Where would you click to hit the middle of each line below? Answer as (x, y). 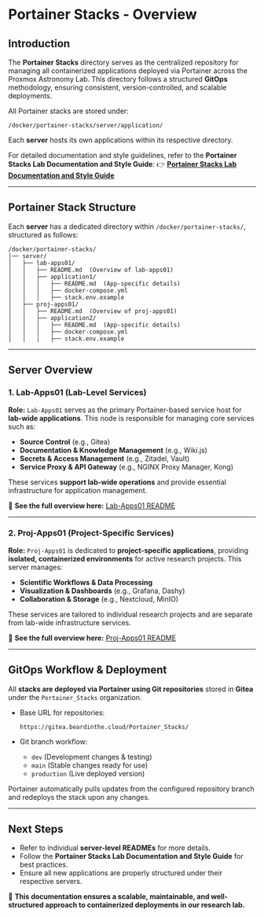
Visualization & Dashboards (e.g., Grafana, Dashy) (102, 591)
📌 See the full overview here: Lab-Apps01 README (92, 506)
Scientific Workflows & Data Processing (86, 582)
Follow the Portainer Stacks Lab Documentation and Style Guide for (131, 856)
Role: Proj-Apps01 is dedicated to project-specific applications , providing (128, 550)
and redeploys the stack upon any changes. (79, 797)
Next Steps (36, 829)
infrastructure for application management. (78, 490)
